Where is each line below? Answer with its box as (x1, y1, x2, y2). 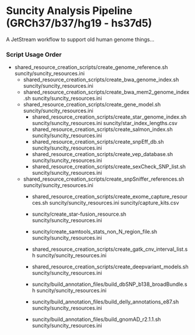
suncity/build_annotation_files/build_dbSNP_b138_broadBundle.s (32, 281, 188, 288)
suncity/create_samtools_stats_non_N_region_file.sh (32, 228, 158, 235)
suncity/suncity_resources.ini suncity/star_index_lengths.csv (32, 120, 178, 127)
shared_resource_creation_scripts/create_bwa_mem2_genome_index (23, 89, 190, 96)
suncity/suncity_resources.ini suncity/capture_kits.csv (49, 199, 179, 206)
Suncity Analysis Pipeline (6, 4, 133, 18)
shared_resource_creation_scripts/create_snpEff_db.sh (32, 139, 164, 146)
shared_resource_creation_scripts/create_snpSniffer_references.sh (23, 175, 185, 182)
